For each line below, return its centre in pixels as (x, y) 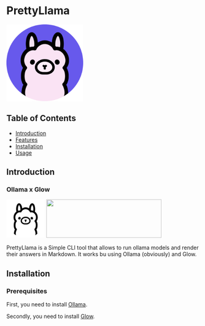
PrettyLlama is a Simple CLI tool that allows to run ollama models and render (103, 248)
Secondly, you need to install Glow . (51, 316)
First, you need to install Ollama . (47, 305)
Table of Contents (41, 118)
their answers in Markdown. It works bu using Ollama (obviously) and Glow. (102, 254)
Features (26, 139)
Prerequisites (27, 291)
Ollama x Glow (28, 190)
